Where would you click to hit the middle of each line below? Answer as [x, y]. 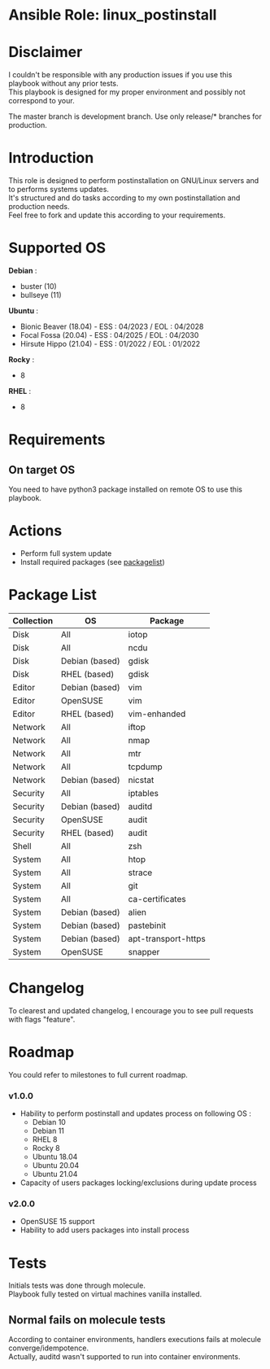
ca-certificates [157, 899]
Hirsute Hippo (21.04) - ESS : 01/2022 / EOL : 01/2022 [110, 344]
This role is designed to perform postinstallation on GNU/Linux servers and [134, 181]
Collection [33, 620]
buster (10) [38, 286]
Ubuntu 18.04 [55, 1157]
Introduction [51, 158]
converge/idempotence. [49, 1348]
